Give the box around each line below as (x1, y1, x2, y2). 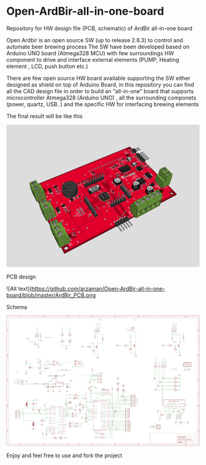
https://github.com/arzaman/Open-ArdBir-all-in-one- (31, 285, 166, 292)
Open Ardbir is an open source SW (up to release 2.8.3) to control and (6, 36, 183, 44)
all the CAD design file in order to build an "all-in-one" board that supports (6, 87, 194, 94)
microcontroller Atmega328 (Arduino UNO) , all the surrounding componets (6, 94, 197, 101)
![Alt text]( (6, 285, 32, 292)
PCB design (6, 273, 36, 280)
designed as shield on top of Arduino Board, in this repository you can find (6, 81, 194, 88)
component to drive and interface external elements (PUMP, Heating (6, 56, 180, 63)
